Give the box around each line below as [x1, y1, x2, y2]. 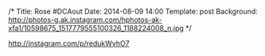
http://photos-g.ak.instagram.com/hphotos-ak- [8, 15, 163, 24]
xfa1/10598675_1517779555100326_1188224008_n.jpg [8, 24, 185, 32]
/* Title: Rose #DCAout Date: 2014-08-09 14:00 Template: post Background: [8, 7, 259, 16]
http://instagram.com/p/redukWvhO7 [8, 39, 130, 48]
